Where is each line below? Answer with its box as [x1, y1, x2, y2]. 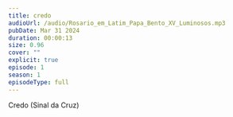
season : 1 [8, 71, 41, 79]
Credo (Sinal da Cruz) [8, 100, 80, 110]
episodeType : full [8, 78, 69, 86]
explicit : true [8, 57, 59, 64]
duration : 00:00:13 [8, 33, 73, 42]
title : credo [8, 11, 52, 20]
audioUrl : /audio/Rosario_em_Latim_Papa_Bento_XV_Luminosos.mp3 [8, 19, 226, 27]
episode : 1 [8, 64, 45, 72]
